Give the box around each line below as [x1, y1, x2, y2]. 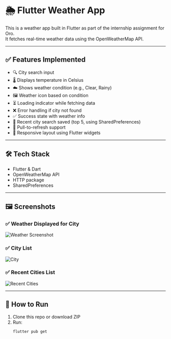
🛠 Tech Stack [5, 150, 50, 159]
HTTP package [12, 177, 45, 183]
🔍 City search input [12, 69, 54, 75]
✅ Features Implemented [5, 55, 85, 64]
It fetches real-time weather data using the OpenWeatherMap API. [5, 36, 144, 42]
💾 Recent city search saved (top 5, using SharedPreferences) [12, 118, 141, 125]
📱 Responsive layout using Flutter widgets [12, 129, 101, 136]
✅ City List [5, 245, 32, 252]
